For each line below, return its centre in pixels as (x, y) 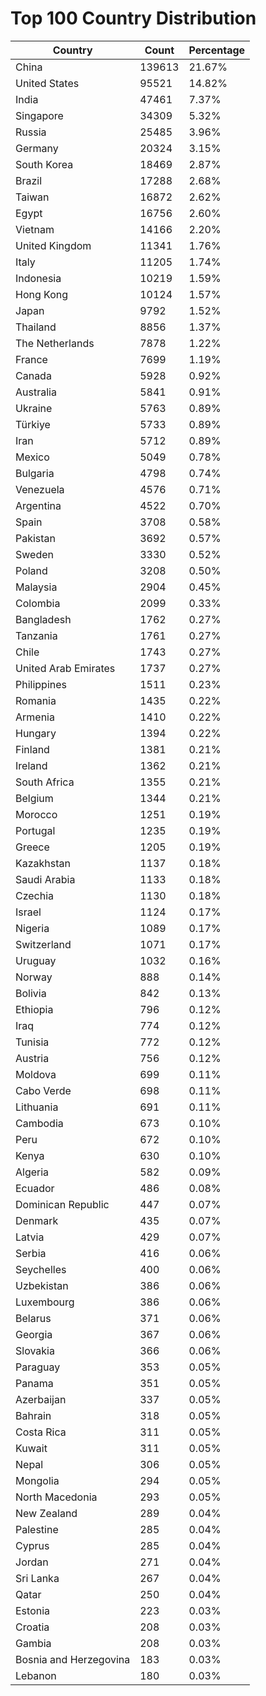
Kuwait (31, 1448)
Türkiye (33, 424)
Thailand (36, 327)
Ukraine (34, 408)
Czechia (35, 895)
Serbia (31, 1253)
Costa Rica (41, 1432)
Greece (32, 847)
